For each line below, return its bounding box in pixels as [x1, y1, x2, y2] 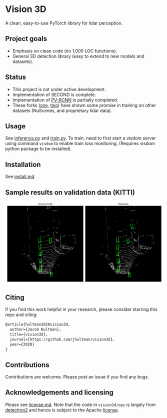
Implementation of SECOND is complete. [12, 91, 96, 97]
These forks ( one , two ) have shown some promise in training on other [12, 102, 156, 108]
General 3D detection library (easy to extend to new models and [12, 53, 145, 59]
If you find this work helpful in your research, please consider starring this [5, 306, 157, 312]
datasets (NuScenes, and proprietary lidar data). [12, 107, 112, 113]
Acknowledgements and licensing [5, 388, 114, 397]
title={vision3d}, [9, 332, 48, 337]
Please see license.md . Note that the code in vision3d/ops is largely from [5, 401, 156, 407]
